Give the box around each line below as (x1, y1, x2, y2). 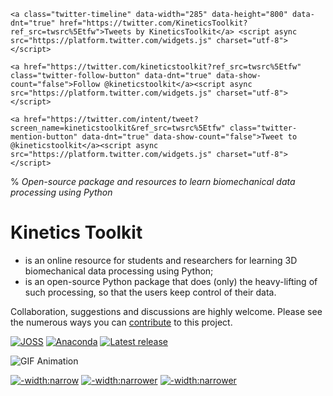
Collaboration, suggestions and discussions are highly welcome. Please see (10, 305, 323, 317)
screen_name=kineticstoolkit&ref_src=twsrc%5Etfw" (10, 123, 226, 133)
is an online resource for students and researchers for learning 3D (24, 254, 298, 266)
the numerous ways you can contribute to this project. (10, 316, 233, 328)
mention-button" (10, 132, 78, 142)
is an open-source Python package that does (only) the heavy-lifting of (24, 275, 318, 287)
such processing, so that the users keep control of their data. (24, 286, 277, 298)
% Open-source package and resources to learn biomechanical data (10, 176, 296, 187)
